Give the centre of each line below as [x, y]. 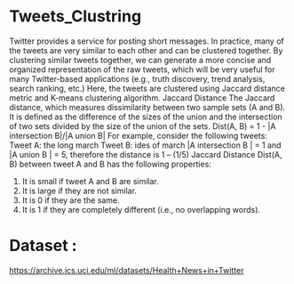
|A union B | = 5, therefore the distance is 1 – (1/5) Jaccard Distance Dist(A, [146, 154]
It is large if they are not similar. [79, 191]
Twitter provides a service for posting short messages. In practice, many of [147, 41]
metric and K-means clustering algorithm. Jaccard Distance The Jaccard [142, 97]
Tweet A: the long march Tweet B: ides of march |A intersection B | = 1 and [145, 145]
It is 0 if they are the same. [71, 200]
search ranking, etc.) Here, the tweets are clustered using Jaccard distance [147, 88]
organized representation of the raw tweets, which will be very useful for [142, 69]
